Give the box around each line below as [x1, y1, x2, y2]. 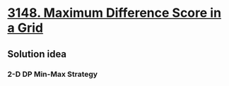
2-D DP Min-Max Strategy [7, 69, 98, 79]
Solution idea [7, 48, 67, 60]
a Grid [7, 20, 44, 36]
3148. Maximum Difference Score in [7, 5, 221, 21]
